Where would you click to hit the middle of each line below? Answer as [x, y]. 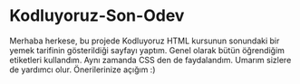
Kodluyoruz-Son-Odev [97, 16]
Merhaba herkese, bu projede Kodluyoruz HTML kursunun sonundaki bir [145, 41]
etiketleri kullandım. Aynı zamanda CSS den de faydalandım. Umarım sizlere [150, 60]
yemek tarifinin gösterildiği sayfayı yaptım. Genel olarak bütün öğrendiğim [147, 50]
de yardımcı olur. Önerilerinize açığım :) [82, 70]
